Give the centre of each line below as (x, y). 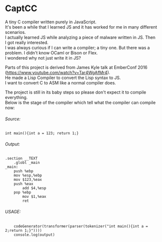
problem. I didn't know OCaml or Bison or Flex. (52, 53)
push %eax (24, 184)
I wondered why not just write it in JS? (43, 58)
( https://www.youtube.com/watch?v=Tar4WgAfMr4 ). (58, 72)
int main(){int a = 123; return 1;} (42, 133)
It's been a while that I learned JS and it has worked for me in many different (81, 27)
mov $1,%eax (35, 197)
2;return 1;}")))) (23, 230)
